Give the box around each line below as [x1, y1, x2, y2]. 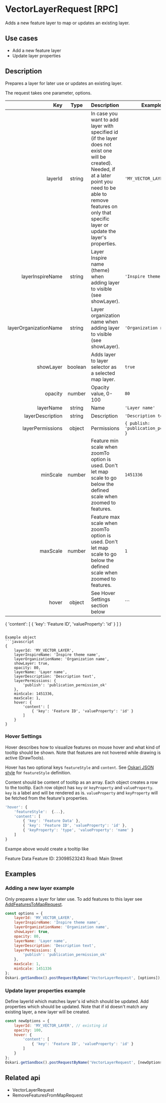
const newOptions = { [5, 1018, 50, 1023]
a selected [90, 369, 115, 376]
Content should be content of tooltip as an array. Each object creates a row [5, 779, 158, 785]
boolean [67, 363, 86, 370]
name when [90, 318, 119, 325]
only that [90, 209, 112, 216]
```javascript [5, 639, 35, 644]
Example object [5, 635, 37, 640]
